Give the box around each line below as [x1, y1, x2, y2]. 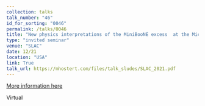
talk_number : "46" [6, 15, 53, 21]
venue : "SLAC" [6, 43, 43, 49]
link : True [6, 60, 34, 66]
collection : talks [6, 9, 53, 15]
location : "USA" [6, 54, 48, 60]
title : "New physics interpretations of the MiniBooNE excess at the [6, 32, 190, 38]
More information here [6, 82, 63, 90]
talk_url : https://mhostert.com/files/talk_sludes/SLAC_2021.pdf [6, 65, 176, 72]
